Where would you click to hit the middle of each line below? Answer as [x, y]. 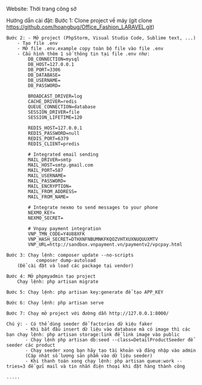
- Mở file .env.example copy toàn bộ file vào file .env [90, 48]
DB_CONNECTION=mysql [54, 59]
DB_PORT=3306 [44, 70]
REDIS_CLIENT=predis [54, 144]
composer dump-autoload [66, 260]
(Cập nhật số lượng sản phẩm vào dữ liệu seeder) [89, 356]
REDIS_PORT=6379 [48, 139]
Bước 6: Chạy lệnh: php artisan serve [55, 303]
